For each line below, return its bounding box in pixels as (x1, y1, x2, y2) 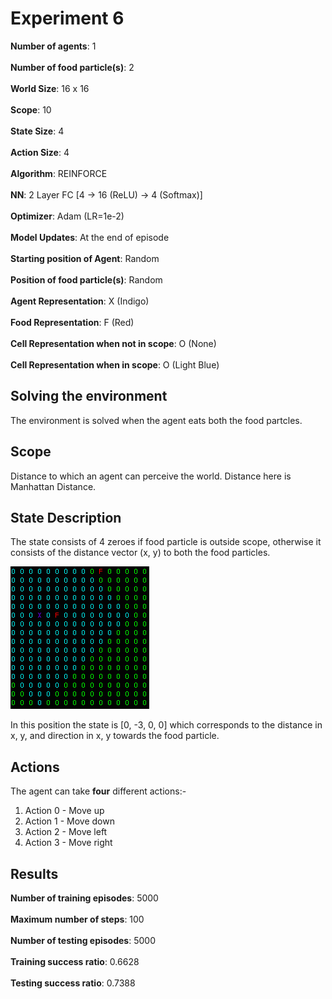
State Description (10, 509, 122, 526)
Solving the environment (10, 388, 168, 405)
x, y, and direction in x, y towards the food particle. (10, 730, 220, 742)
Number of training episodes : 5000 (10, 892, 159, 904)
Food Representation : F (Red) (10, 316, 135, 328)
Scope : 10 (10, 103, 52, 116)
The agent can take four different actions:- (10, 785, 187, 797)
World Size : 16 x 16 (10, 82, 90, 94)
